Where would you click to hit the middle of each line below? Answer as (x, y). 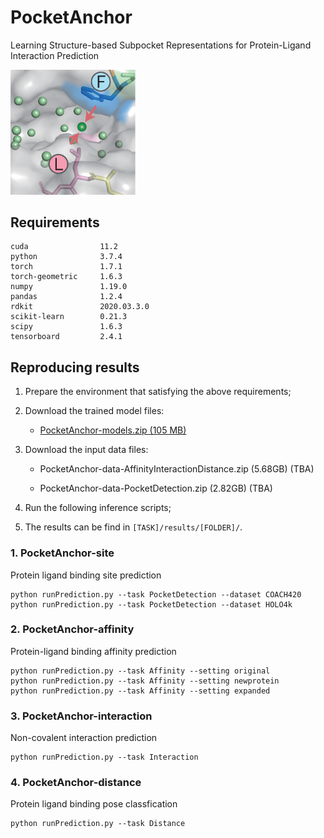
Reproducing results (75, 367)
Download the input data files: (86, 450)
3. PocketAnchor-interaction (81, 716)
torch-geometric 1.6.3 (66, 277)
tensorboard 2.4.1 (66, 337)
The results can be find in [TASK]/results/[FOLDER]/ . (133, 527)
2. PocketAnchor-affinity (72, 629)
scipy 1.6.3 (66, 327)
